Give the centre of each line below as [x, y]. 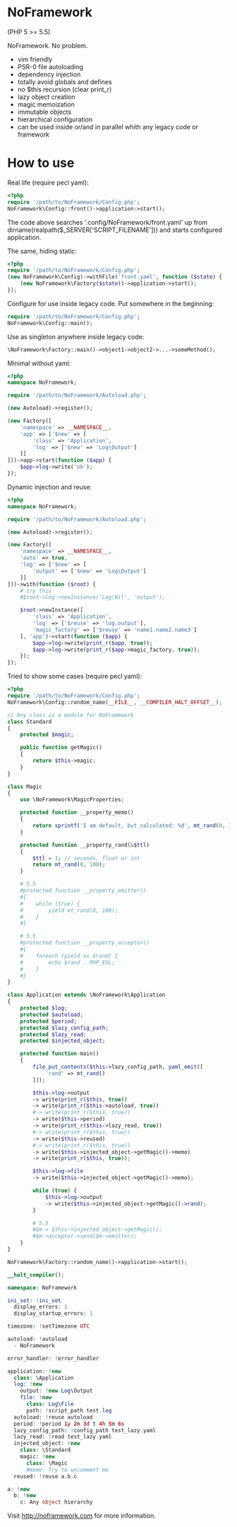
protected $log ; [44, 1008]
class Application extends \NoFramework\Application [86, 995]
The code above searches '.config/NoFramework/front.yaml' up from [108, 222]
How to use [41, 163]
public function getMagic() [61, 748]
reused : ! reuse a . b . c [45, 1476]
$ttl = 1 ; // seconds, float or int [86, 858]
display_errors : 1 [41, 1307]
